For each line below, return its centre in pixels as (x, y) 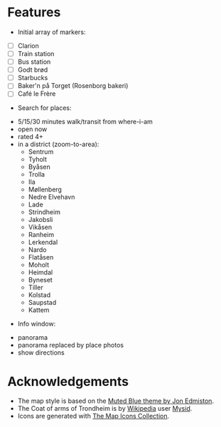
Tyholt (38, 160)
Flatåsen (41, 257)
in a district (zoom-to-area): (58, 144)
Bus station (34, 62)
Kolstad (39, 295)
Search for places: (44, 108)
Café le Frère (37, 94)
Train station (36, 54)
